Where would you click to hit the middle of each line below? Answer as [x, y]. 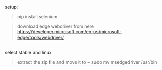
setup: [11, 7]
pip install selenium [37, 16]
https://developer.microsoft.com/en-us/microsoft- [70, 32]
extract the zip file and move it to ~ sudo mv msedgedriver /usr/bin [87, 62]
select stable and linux [28, 52]
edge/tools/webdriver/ [41, 37]
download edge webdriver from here [56, 26]
